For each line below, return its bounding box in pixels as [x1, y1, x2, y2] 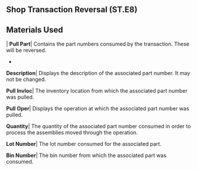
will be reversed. [6, 47, 47, 54]
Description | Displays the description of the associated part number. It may [6, 70, 190, 77]
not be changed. [6, 76, 46, 83]
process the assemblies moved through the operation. [6, 129, 138, 136]
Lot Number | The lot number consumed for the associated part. [6, 140, 162, 148]
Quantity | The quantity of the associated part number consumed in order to [6, 123, 191, 130]
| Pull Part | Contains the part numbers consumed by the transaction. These [6, 41, 190, 48]
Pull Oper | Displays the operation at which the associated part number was [6, 105, 189, 112]
